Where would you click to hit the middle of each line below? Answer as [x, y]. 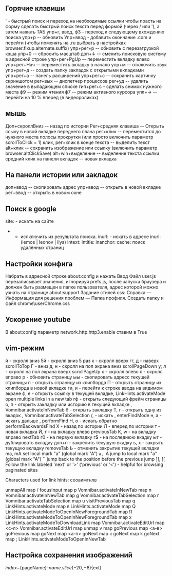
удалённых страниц [42, 248]
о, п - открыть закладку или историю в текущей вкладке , [69, 404]
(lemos [28, 242]
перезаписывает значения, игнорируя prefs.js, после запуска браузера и [86, 282]
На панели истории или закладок [62, 175]
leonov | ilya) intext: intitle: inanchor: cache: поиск [92, 242]
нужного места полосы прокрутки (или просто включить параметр [79, 137]
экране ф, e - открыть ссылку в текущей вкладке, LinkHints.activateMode [85, 393]
